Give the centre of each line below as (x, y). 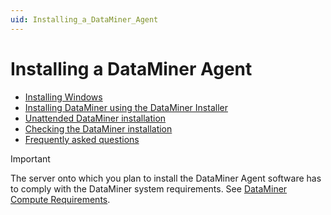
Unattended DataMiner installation (95, 118)
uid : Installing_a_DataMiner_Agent (84, 19)
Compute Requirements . (60, 199)
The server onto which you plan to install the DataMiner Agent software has (166, 178)
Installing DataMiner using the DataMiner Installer (126, 107)
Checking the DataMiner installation (98, 128)
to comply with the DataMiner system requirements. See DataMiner (149, 188)
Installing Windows (63, 97)
